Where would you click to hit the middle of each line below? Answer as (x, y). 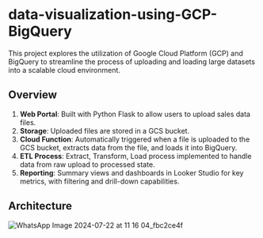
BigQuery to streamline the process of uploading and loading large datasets (132, 62)
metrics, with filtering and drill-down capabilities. (99, 181)
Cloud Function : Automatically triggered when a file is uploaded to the (135, 139)
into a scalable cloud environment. (65, 70)
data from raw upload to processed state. (88, 164)
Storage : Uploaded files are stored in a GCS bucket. (105, 130)
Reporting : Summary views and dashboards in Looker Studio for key (131, 172)
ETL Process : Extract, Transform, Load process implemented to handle (135, 156)
